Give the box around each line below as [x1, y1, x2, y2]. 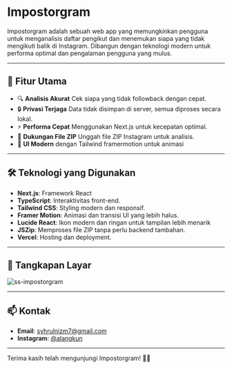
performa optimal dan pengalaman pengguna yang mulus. [7, 49, 173, 57]
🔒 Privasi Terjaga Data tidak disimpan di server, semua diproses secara [17, 104, 221, 113]
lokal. [17, 115, 33, 123]
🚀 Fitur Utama [7, 75, 67, 87]
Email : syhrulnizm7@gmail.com [17, 327, 107, 335]
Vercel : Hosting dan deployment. [17, 233, 112, 241]
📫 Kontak [7, 305, 50, 316]
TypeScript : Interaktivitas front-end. [17, 196, 121, 205]
